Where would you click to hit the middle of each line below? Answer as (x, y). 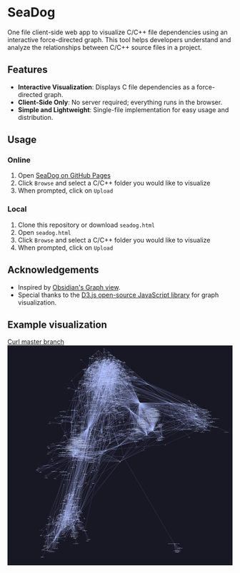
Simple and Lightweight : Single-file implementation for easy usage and (123, 110)
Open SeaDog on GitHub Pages (64, 176)
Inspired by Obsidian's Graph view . (69, 287)
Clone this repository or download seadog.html (86, 225)
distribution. (35, 117)
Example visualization (57, 324)
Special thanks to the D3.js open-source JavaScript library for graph (118, 295)
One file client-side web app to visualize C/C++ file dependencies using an (117, 32)
